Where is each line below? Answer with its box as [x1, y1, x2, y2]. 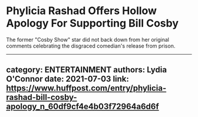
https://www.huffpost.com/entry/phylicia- [6, 83, 167, 93]
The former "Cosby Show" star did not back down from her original [6, 36, 170, 43]
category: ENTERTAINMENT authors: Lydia [6, 65, 167, 75]
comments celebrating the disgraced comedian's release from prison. [6, 42, 176, 49]
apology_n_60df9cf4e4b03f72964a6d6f [6, 102, 159, 112]
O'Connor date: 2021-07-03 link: [6, 74, 130, 84]
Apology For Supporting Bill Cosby [6, 16, 179, 30]
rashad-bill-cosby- [6, 92, 78, 102]
